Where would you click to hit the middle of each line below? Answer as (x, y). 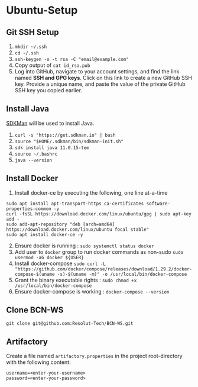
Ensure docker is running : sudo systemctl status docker (85, 246)
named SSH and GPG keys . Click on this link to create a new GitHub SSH (103, 78)
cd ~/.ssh (27, 53)
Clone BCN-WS (35, 310)
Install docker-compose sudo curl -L (60, 263)
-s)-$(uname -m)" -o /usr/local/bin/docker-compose (122, 274)
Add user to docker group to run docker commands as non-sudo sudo (99, 251)
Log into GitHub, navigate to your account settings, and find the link (97, 71)
